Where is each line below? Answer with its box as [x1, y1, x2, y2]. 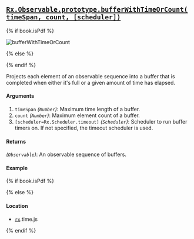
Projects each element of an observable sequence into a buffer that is [6, 72, 175, 79]
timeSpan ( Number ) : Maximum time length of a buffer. [14, 106, 141, 113]
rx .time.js [14, 215, 38, 223]
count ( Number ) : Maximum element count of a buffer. [14, 112, 140, 119]
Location [6, 203, 28, 210]
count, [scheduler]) [45, 13, 121, 22]
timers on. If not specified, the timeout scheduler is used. [14, 124, 153, 132]
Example [6, 164, 28, 171]
